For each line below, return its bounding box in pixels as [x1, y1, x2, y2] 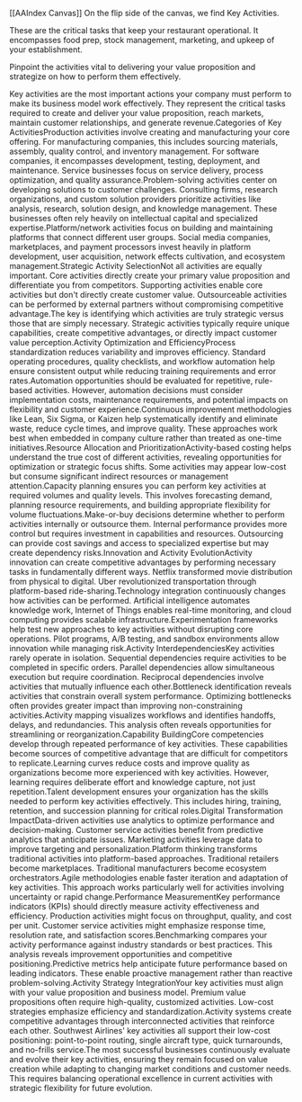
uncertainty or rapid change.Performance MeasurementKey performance [9, 891, 281, 902]
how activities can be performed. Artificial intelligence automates [9, 596, 251, 605]
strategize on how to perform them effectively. [9, 71, 182, 82]
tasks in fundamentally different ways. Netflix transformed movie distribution [9, 567, 293, 577]
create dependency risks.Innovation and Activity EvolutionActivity [9, 548, 253, 558]
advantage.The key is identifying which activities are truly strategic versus [9, 309, 285, 318]
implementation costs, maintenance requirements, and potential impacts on [9, 395, 289, 405]
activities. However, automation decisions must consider [34, 385, 244, 395]
